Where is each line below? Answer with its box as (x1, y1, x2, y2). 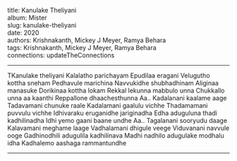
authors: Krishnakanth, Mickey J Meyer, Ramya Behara (7, 36, 166, 44)
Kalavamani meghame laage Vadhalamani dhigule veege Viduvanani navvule (7, 124, 230, 132)
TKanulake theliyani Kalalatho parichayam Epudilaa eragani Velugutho (7, 71, 210, 80)
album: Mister (7, 13, 47, 22)
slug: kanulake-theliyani (7, 21, 77, 29)
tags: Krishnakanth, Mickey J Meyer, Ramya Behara (7, 44, 157, 52)
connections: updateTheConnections (7, 51, 115, 59)
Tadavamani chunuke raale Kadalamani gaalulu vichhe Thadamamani (7, 102, 208, 109)
